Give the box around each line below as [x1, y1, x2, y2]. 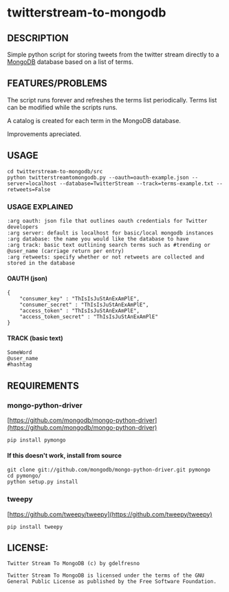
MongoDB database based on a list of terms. [7, 58, 134, 66]
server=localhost [7, 180, 57, 187]
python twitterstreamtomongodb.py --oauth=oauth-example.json [7, 174, 189, 181]
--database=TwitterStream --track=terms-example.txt [59, 180, 214, 187]
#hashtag [7, 361, 32, 369]
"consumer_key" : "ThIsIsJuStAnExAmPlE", [19, 296, 140, 303]
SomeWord [7, 349, 32, 356]
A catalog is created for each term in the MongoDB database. [7, 116, 181, 124]
